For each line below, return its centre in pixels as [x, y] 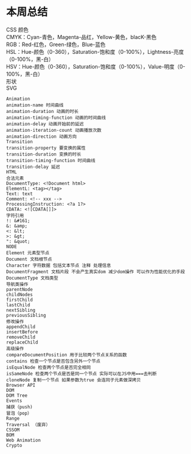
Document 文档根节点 [29, 259]
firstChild [20, 300]
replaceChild [22, 342]
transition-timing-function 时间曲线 [51, 160]
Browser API [21, 385]
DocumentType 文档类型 [32, 278]
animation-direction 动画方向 [41, 137]
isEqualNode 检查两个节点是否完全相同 [48, 367]
